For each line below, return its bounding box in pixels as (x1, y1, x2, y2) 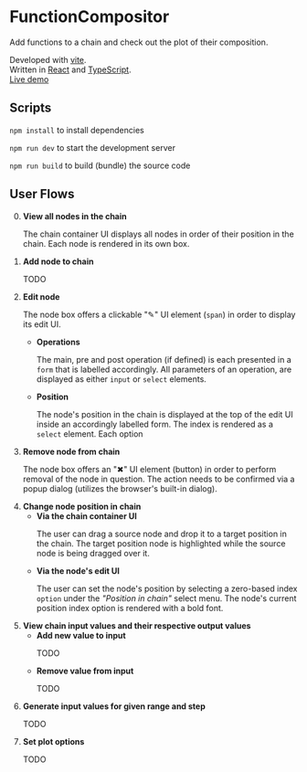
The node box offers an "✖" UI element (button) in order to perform (22, 463, 277, 474)
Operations (36, 336, 80, 347)
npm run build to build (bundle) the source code (9, 160, 191, 171)
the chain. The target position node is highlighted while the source (36, 537, 286, 549)
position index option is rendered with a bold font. (36, 602, 224, 613)
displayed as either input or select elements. (36, 373, 207, 385)
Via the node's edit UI (36, 565, 121, 576)
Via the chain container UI (36, 510, 137, 522)
